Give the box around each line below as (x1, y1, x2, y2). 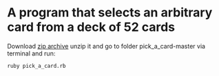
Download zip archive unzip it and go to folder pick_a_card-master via (7, 42, 205, 50)
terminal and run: (7, 49, 56, 58)
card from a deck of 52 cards (7, 19, 176, 35)
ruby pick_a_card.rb (7, 62, 67, 69)
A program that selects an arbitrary (7, 5, 213, 21)
